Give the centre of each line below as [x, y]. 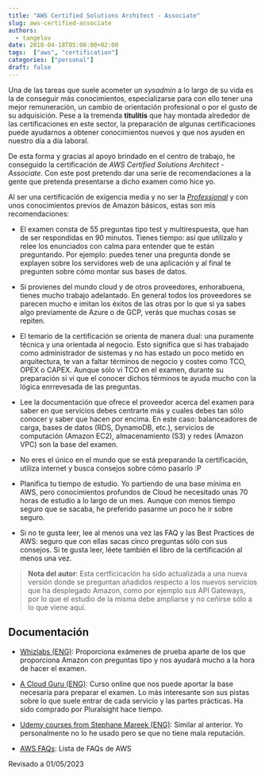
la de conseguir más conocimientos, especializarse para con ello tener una [131, 98]
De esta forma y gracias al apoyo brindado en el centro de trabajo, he [122, 156]
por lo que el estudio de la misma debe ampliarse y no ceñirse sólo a [140, 599]
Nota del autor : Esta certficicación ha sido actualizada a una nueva [137, 573]
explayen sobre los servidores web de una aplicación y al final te [125, 262]
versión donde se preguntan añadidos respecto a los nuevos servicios [142, 582]
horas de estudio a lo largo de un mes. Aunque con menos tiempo [127, 500]
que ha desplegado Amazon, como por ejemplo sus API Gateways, [136, 590]
